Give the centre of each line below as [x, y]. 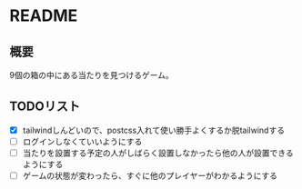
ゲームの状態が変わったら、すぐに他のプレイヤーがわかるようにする [150, 175]
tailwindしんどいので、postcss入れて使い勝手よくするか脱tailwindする [153, 130]
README [44, 16]
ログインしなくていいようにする [82, 141]
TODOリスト [45, 107]
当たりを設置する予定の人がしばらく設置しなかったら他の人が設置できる [158, 153]
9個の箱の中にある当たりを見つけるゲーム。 [92, 75]
